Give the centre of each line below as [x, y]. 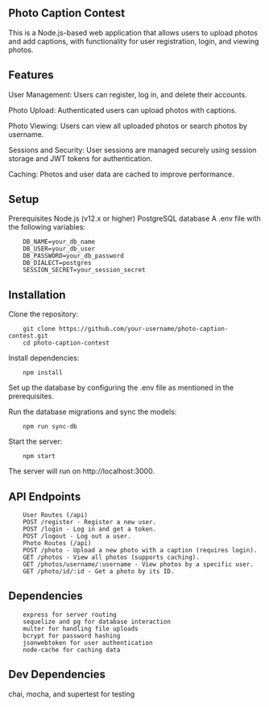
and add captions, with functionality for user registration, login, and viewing [134, 41]
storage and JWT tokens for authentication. [81, 158]
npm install [43, 373]
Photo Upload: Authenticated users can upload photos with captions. [123, 110]
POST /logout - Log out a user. [77, 536]
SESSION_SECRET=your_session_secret [85, 270]
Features [31, 75]
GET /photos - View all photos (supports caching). [111, 558]
